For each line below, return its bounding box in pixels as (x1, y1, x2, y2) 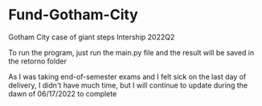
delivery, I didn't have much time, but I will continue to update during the (8, 80, 248, 90)
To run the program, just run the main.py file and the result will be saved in (8, 47, 255, 57)
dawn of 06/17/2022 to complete (8, 88, 117, 98)
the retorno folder (8, 56, 67, 66)
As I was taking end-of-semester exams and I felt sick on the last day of (8, 71, 247, 81)
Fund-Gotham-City (8, 6, 138, 24)
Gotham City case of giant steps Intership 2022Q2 (8, 32, 175, 42)
